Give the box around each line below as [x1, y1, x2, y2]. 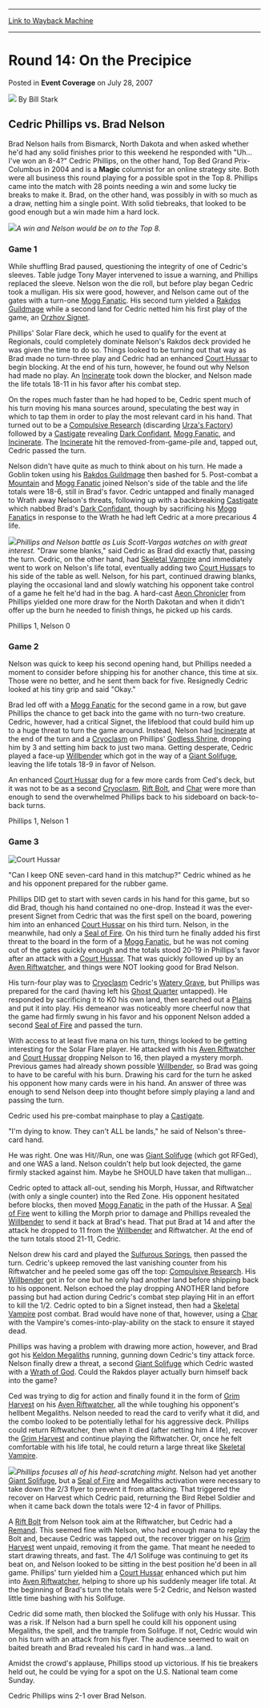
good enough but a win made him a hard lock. [8, 207, 160, 216]
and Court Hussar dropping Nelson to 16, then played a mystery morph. [8, 1052, 244, 1062]
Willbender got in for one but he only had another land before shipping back [8, 1275, 259, 1284]
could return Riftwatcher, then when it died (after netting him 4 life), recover [8, 1425, 258, 1434]
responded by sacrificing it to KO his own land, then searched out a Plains [8, 995, 252, 1004]
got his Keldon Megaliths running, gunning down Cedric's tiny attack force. [8, 1350, 255, 1360]
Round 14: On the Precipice [8, 51, 192, 70]
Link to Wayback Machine [8, 16, 94, 25]
